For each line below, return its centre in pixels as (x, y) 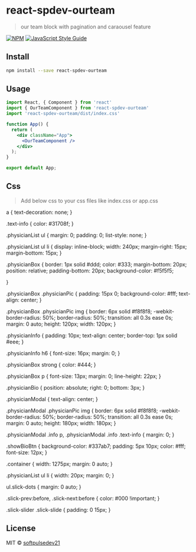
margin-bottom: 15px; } (34, 253)
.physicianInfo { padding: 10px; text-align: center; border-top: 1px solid (92, 335)
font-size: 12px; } (27, 452)
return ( (22, 130)
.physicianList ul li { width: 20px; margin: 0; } (60, 475)
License (21, 529)
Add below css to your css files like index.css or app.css (89, 200)
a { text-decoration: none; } (39, 212)
